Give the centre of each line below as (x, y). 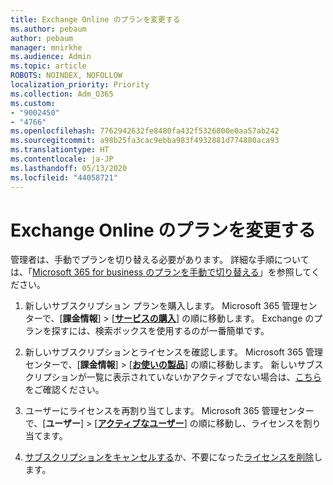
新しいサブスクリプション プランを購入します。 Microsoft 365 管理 (162, 306)
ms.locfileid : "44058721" (64, 177)
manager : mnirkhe (46, 47)
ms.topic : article (48, 66)
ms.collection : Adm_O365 (62, 94)
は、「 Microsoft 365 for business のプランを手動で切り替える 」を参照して (161, 272)
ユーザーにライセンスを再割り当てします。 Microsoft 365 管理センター (169, 411)
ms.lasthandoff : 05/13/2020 (69, 168)
